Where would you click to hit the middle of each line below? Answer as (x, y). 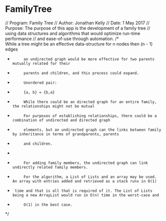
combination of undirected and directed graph (61, 120)
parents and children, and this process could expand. (81, 73)
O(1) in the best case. (48, 205)
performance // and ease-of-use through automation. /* (62, 39)
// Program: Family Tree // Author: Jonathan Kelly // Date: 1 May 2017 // (77, 23)
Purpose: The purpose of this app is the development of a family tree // (78, 28)
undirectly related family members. (50, 167)
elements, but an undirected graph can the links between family (92, 130)
